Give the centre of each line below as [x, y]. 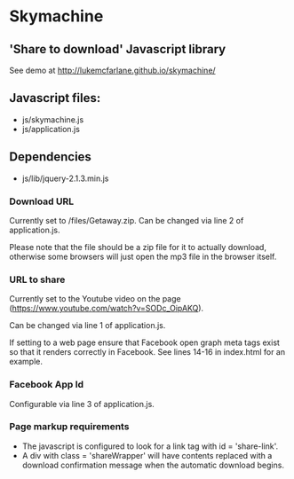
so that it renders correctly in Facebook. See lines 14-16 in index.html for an [147, 352]
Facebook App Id [47, 385]
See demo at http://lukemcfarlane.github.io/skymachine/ [112, 70]
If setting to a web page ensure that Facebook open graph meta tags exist [144, 342]
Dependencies [50, 157]
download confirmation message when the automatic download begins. [153, 465]
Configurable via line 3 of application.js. [82, 404]
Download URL [41, 201]
